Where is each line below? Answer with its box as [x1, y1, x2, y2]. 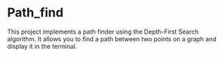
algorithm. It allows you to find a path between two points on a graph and [7, 34, 217, 43]
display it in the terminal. [7, 42, 78, 50]
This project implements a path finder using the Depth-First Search [7, 27, 199, 36]
